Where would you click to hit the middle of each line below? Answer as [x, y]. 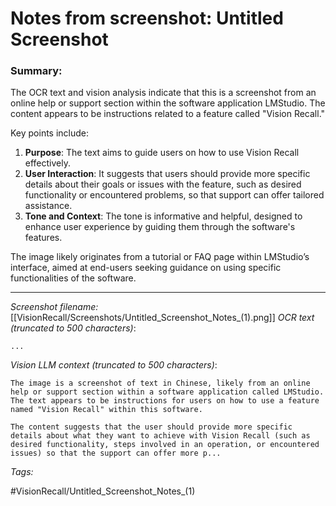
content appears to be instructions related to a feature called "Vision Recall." [168, 114]
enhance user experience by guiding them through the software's [160, 227]
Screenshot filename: [54, 307]
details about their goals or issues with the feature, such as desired [163, 184]
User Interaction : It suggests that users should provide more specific [167, 174]
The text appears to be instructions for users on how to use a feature [165, 401]
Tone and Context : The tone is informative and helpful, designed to [163, 216]
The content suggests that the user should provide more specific [151, 427]
